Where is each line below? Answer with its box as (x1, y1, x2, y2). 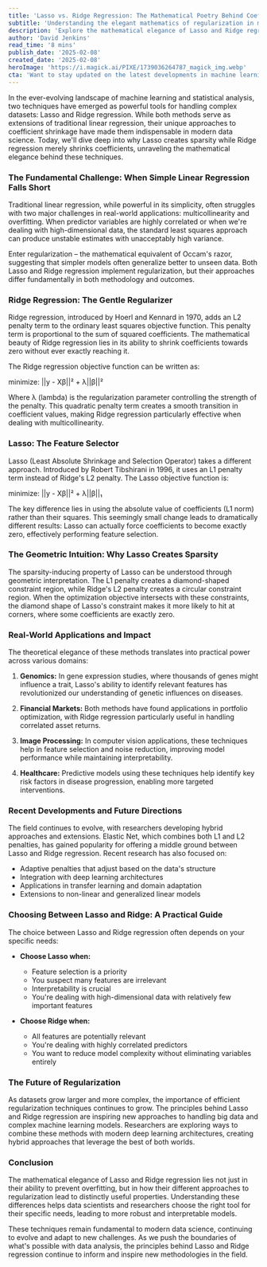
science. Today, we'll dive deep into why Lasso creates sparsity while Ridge (8, 135, 257, 144)
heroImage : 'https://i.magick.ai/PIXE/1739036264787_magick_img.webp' (8, 64, 247, 72)
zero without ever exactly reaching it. (8, 346, 130, 356)
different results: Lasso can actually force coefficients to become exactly (8, 521, 247, 530)
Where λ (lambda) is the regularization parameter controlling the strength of (8, 393, 257, 402)
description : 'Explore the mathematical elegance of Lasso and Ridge (8, 26, 244, 34)
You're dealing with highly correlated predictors (31, 1040, 188, 1050)
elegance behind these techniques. (8, 152, 124, 162)
